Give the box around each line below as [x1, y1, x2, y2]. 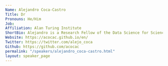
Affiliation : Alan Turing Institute [5, 26, 81, 31]
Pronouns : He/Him [5, 16, 41, 21]
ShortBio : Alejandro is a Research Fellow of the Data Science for [5, 30, 149, 35]
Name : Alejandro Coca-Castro [5, 7, 66, 12]
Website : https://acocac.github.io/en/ [5, 35, 88, 40]
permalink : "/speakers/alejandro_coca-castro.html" [5, 49, 115, 54]
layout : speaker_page [5, 53, 50, 59]
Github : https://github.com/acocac [5, 44, 79, 49]
